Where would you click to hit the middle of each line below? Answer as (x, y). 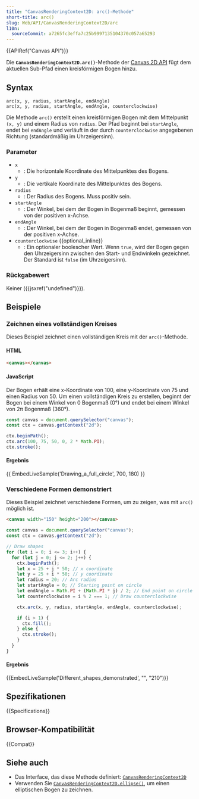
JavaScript (20, 377)
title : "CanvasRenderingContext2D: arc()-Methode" (70, 12)
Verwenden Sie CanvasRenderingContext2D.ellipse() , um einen (92, 784)
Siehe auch (27, 762)
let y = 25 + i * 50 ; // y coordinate (65, 574)
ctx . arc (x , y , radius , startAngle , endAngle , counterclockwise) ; (99, 607)
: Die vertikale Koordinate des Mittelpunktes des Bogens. (93, 184)
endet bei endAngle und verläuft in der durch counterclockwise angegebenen (100, 130)
